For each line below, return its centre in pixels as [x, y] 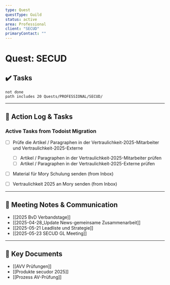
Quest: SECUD [36, 59]
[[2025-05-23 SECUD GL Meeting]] [50, 233]
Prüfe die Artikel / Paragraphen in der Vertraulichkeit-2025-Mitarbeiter [86, 142]
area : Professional [26, 24]
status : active [21, 19]
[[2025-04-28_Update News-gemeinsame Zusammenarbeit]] [76, 222]
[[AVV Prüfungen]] [32, 266]
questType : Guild [24, 15]
